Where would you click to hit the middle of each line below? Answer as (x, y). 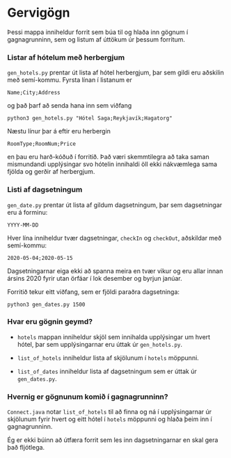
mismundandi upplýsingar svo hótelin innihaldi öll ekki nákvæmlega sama (112, 164)
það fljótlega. (26, 448)
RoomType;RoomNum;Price (42, 144)
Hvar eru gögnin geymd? (50, 322)
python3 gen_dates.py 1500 (46, 304)
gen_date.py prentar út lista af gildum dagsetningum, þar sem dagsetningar (115, 205)
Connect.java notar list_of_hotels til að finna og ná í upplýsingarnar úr (110, 412)
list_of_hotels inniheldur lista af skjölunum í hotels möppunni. (108, 358)
